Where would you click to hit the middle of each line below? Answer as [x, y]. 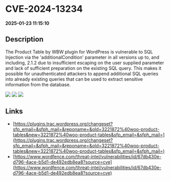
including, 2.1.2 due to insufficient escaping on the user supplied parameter [85, 63]
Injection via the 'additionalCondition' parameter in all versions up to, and [82, 57]
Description [24, 39]
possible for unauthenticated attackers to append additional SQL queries [82, 74]
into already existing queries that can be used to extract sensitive [74, 79]
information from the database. [38, 84]
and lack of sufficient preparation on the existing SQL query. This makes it [83, 68]
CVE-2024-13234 [44, 9]
